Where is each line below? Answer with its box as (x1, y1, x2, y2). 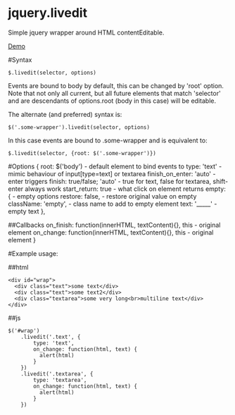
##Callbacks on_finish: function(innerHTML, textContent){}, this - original (8, 221, 221, 229)
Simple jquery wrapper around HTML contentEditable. (8, 28, 165, 37)
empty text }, (8, 206, 46, 216)
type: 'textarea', (33, 376, 87, 383)
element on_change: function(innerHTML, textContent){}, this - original (8, 228, 214, 237)
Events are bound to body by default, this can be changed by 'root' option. (8, 81, 224, 89)
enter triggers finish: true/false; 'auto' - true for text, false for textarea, (8, 177, 212, 185)
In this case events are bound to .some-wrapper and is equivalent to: (8, 136, 208, 144)
